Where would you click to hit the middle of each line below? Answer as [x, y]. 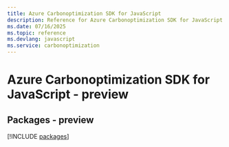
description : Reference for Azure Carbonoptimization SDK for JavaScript [115, 20]
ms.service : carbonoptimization [53, 46]
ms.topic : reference [37, 33]
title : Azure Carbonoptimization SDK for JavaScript [84, 13]
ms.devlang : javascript [41, 39]
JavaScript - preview [68, 95]
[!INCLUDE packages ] [38, 136]
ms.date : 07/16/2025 [37, 26]
